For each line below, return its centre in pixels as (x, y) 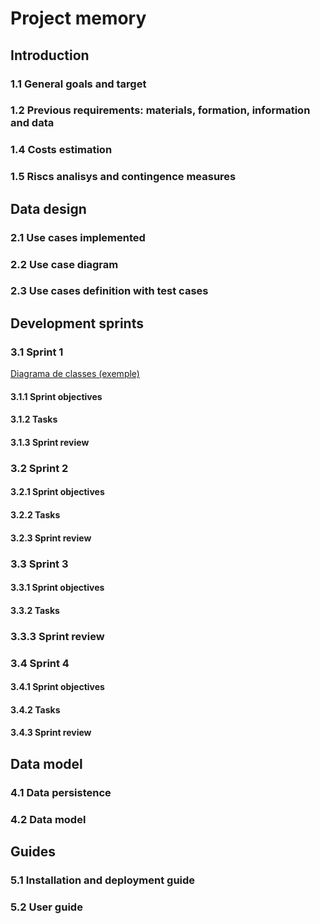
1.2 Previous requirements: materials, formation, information (160, 110)
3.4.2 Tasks (35, 709)
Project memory (78, 18)
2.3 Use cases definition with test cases (109, 291)
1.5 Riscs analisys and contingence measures (123, 177)
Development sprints (77, 323)
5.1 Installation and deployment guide (103, 880)
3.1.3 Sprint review (50, 442)
